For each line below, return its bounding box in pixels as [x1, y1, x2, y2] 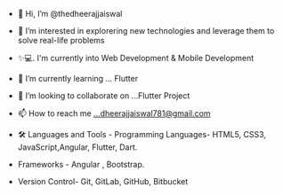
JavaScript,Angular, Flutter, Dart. [17, 142, 138, 152]
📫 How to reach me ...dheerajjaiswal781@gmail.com [17, 108, 211, 119]
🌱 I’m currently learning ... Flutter [17, 74, 139, 83]
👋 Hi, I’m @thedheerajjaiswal [17, 9, 123, 19]
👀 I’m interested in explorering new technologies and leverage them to [17, 26, 275, 35]
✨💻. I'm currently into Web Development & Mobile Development [17, 53, 255, 63]
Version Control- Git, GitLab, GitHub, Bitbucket [17, 176, 189, 186]
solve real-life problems [17, 35, 105, 45]
